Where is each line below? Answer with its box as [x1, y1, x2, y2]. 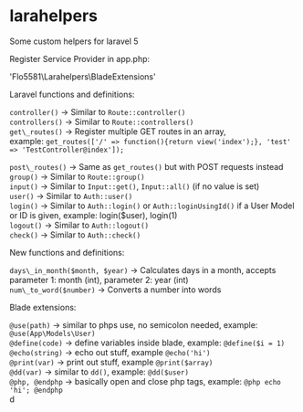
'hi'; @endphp [9, 386, 64, 395]
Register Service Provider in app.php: [9, 53, 151, 64]
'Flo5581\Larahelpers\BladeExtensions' [9, 70, 157, 82]
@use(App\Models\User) [9, 329, 96, 338]
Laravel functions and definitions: [9, 89, 135, 100]
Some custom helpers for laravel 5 [9, 36, 139, 47]
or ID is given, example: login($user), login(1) [9, 209, 178, 220]
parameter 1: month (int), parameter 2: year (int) [9, 274, 189, 285]
